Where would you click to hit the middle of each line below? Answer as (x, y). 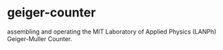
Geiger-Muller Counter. (40, 38)
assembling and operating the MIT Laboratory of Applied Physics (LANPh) (112, 32)
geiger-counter (51, 13)
